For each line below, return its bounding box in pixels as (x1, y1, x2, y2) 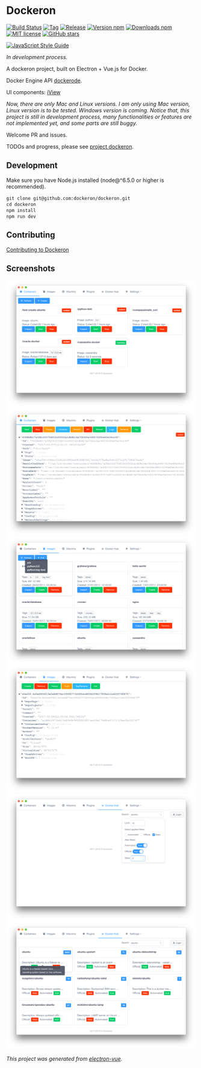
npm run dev (6, 213, 36, 219)
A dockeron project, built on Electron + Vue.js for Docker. (6, 65, 148, 72)
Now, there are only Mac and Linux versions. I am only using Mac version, (6, 100, 191, 108)
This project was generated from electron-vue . (6, 1055, 123, 1063)
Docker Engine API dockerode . (6, 77, 82, 84)
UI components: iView (6, 88, 61, 95)
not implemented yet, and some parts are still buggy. (6, 119, 137, 127)
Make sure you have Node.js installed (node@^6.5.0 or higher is (6, 176, 164, 184)
